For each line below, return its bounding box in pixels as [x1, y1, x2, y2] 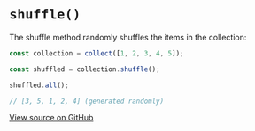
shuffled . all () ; [9, 81, 69, 90]
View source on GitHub [9, 113, 94, 123]
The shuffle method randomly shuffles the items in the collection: [9, 32, 247, 42]
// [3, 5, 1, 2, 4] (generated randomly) [9, 97, 165, 106]
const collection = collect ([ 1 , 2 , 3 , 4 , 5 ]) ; [9, 48, 184, 58]
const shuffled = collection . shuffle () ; [9, 64, 161, 74]
